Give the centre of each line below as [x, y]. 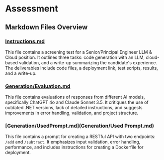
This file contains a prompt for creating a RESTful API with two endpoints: [80, 137]
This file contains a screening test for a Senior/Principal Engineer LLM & [79, 52]
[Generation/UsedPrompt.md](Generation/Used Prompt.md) [80, 126]
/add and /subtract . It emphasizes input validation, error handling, [73, 142]
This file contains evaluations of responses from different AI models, [75, 97]
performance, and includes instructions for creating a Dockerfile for [74, 147]
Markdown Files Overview [46, 27]
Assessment [32, 9]
